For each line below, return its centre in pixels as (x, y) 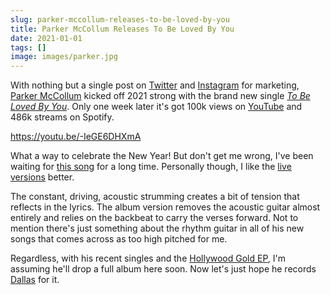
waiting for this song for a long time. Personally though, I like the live (151, 167)
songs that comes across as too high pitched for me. (119, 239)
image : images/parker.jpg (64, 57)
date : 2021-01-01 (46, 38)
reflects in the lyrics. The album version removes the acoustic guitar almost (165, 207)
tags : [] (28, 47)
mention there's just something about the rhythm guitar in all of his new (157, 228)
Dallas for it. (35, 280)
